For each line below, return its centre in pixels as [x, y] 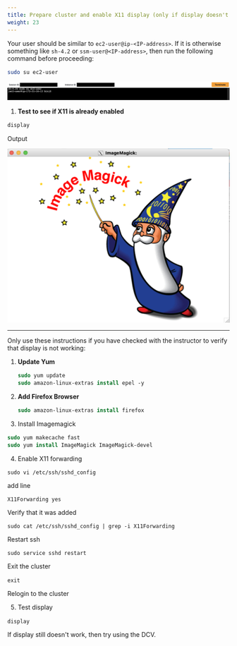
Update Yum [36, 362]
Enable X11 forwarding [50, 458]
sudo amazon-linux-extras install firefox [81, 410]
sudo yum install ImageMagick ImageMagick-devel [80, 445]
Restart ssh [24, 539]
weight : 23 [23, 22]
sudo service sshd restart [47, 553]
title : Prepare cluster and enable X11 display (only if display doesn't [118, 15]
